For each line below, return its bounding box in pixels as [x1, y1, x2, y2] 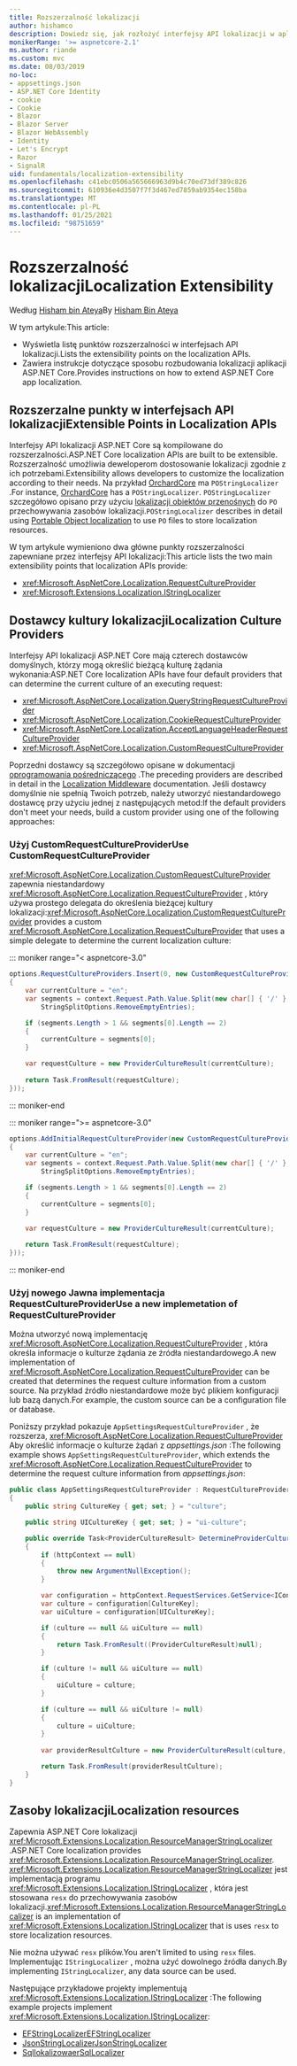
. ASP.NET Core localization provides [9, 1845, 141, 1856]
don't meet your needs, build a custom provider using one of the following [9, 807, 279, 817]
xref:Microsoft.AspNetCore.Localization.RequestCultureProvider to [9, 1459, 252, 1470]
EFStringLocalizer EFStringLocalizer [21, 2029, 151, 2039]
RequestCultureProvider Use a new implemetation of [9, 1298, 239, 1311]
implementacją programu [9, 1874, 101, 1884]
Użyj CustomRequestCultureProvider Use [9, 838, 190, 850]
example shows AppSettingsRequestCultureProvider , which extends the [9, 1450, 270, 1460]
